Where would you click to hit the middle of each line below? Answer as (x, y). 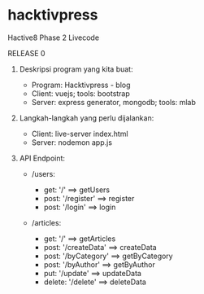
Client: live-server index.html (80, 134)
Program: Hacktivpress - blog (81, 85)
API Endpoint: (42, 158)
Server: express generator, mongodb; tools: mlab (114, 102)
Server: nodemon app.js (72, 142)
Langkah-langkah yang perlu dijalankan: (87, 118)
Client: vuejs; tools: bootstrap (81, 93)
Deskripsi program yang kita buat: (76, 69)
